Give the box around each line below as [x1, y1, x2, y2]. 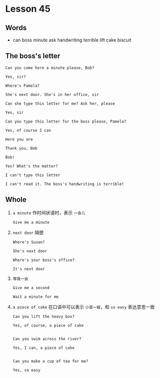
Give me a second [12, 285, 50, 290]
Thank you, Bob [5, 146, 38, 151]
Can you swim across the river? [12, 336, 82, 341]
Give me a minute [12, 220, 50, 225]
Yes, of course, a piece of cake [12, 323, 84, 328]
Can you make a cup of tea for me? [12, 359, 89, 364]
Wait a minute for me [12, 294, 59, 299]
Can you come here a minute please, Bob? [5, 65, 95, 70]
